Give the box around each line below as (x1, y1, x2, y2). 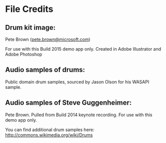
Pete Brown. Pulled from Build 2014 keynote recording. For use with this (5, 112, 153, 118)
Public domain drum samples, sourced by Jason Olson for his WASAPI (5, 78, 150, 85)
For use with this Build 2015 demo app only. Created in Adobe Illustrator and (5, 46, 162, 52)
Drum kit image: (5, 23, 56, 32)
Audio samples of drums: (5, 66, 85, 74)
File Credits (5, 3, 53, 15)
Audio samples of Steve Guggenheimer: (5, 98, 132, 107)
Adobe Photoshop (5, 51, 42, 57)
